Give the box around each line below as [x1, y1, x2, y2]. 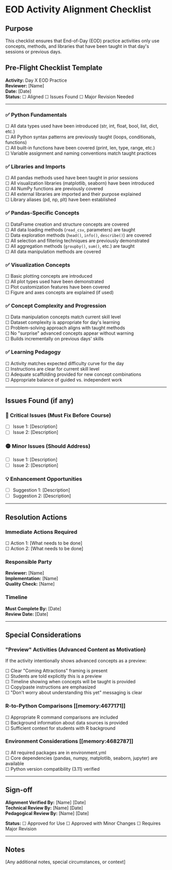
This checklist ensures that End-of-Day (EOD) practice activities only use [5, 38, 160, 44]
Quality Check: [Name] [5, 581, 55, 587]
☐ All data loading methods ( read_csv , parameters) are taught [5, 226, 136, 232]
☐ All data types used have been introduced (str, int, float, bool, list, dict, [5, 123, 159, 129]
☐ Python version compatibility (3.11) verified [5, 766, 100, 772]
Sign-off [5, 786, 33, 794]
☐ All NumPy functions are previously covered [5, 186, 103, 192]
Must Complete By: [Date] [5, 605, 61, 611]
